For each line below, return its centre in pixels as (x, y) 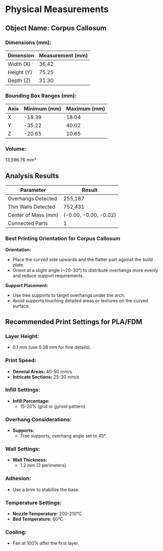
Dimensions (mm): (28, 43)
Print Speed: (21, 361)
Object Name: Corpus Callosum (56, 28)
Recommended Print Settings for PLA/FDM (74, 322)
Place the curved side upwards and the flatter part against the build (83, 259)
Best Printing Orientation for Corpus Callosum (63, 239)
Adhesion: (18, 479)
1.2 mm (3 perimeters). (44, 465)
